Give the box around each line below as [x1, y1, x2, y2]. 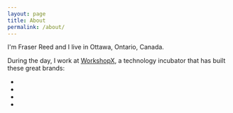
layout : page [7, 10, 46, 18]
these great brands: [7, 64, 65, 73]
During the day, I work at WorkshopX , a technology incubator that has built [7, 56, 226, 65]
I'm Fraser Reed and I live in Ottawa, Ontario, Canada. [7, 43, 165, 52]
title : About [7, 17, 46, 24]
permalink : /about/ [7, 23, 65, 30]
